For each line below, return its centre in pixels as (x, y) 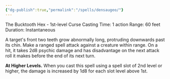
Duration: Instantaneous (30, 30)
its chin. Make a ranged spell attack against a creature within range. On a (81, 45)
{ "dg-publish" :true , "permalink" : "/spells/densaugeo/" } (64, 10)
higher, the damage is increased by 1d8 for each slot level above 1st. (77, 71)
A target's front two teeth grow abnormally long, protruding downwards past (85, 39)
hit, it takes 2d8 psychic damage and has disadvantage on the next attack (82, 50)
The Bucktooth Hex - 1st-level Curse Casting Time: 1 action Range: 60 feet (83, 24)
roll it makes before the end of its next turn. (50, 56)
